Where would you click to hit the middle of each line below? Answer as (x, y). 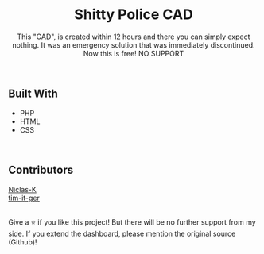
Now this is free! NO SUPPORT (134, 53)
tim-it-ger (24, 198)
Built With (33, 94)
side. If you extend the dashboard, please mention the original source (122, 233)
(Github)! (23, 242)
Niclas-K (23, 189)
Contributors (41, 170)
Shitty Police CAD (134, 15)
